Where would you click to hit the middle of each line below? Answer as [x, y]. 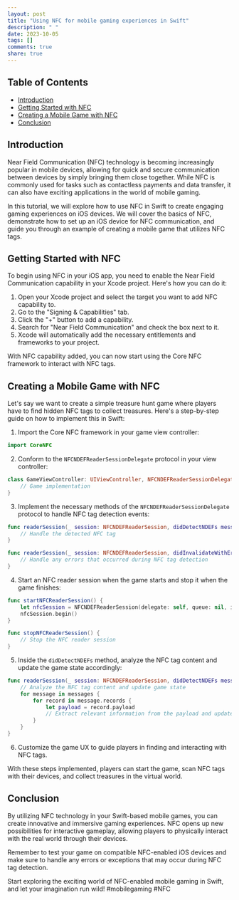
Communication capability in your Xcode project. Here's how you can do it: [117, 283]
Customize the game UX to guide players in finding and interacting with [122, 747]
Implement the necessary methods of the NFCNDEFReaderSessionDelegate [123, 506]
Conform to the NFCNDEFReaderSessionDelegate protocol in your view [117, 459]
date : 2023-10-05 [33, 34]
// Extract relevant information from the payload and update [139, 714]
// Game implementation [55, 486]
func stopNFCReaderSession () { [54, 633]
